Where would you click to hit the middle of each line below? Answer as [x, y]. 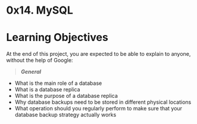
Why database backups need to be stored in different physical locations [103, 102]
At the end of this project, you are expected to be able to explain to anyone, [98, 54]
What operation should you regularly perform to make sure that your [98, 109]
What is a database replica [47, 90]
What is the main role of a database [58, 83]
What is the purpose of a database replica [66, 96]
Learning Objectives [57, 38]
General [31, 72]
